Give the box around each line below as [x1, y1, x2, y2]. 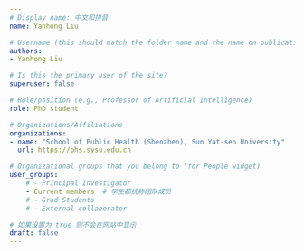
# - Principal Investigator [25, 179, 131, 188]
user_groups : [9, 171, 59, 180]
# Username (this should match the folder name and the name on [9, 38, 257, 47]
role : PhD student [9, 104, 79, 113]
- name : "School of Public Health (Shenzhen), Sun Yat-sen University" [9, 137, 285, 146]
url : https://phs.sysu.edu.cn [17, 145, 131, 154]
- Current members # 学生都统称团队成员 [25, 187, 172, 196]
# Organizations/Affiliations [9, 120, 124, 129]
